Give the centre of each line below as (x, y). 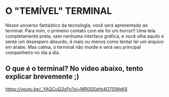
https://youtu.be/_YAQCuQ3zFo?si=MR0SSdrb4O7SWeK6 (67, 89)
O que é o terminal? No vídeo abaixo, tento (74, 69)
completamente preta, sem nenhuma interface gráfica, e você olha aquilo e (84, 36)
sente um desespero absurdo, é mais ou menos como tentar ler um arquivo (84, 42)
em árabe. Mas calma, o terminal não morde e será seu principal (73, 47)
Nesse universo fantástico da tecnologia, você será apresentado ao (77, 25)
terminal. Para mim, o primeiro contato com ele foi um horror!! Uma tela (80, 30)
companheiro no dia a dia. (33, 52)
